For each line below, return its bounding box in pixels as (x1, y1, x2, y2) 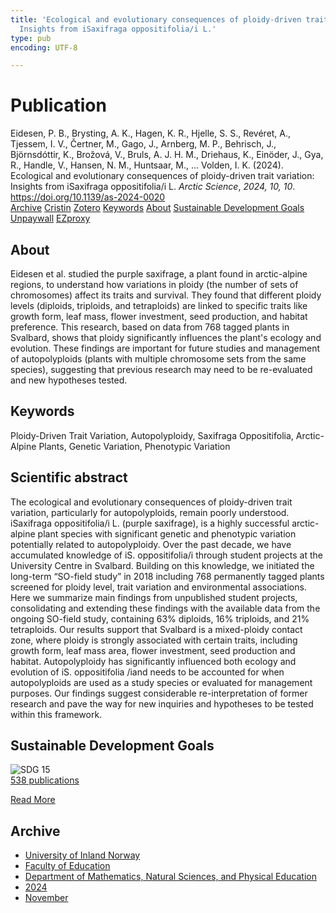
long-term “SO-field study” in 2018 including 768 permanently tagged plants (10, 570, 325, 582)
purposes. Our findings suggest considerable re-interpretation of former (10, 687, 308, 699)
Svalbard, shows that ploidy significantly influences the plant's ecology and (10, 332, 322, 343)
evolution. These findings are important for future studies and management (10, 342, 320, 354)
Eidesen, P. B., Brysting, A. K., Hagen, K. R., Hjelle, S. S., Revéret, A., (10, 127, 292, 140)
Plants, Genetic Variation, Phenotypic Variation (38, 440, 231, 452)
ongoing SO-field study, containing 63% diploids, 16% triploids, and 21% (10, 612, 310, 625)
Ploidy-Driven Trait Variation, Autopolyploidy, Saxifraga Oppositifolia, (10, 429, 294, 441)
